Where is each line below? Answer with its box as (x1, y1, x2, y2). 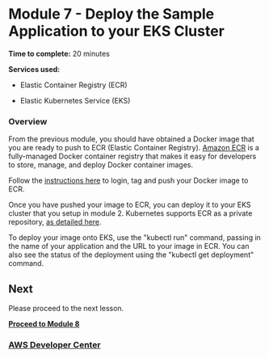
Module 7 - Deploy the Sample (8, 5, 215, 23)
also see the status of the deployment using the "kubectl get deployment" (8, 250, 254, 259)
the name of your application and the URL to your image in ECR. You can (8, 242, 250, 251)
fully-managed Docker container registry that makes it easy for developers (8, 151, 257, 162)
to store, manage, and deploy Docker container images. (8, 160, 194, 170)
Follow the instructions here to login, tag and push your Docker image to (8, 175, 249, 186)
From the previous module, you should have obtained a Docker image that (8, 134, 254, 144)
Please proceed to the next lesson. (8, 304, 124, 314)
